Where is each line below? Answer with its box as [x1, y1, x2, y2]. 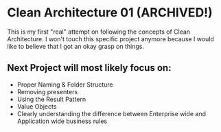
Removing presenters [16, 87, 78, 96]
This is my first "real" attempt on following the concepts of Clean [7, 27, 191, 36]
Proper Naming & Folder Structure [16, 80, 113, 89]
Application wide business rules [16, 117, 108, 125]
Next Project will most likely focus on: [7, 62, 172, 74]
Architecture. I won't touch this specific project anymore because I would [7, 34, 214, 43]
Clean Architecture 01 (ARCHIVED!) [7, 5, 213, 21]
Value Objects [16, 102, 57, 111]
